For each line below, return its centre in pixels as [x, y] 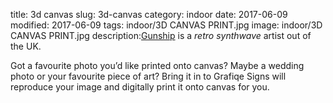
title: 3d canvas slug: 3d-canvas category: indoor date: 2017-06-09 [149, 14]
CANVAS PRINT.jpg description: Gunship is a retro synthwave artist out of [161, 35]
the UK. [26, 46]
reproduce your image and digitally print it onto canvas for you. [140, 87]
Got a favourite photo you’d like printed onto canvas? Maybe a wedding [157, 65]
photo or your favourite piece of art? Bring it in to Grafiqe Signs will [148, 76]
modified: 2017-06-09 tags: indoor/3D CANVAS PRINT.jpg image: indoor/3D [166, 25]
